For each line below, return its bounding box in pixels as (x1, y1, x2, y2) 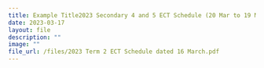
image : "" (8, 41, 41, 48)
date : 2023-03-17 (8, 19, 65, 27)
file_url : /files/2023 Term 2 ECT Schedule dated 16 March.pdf (8, 48, 220, 55)
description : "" (8, 33, 61, 41)
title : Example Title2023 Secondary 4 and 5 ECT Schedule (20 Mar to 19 (8, 11, 251, 20)
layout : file (8, 26, 51, 34)
